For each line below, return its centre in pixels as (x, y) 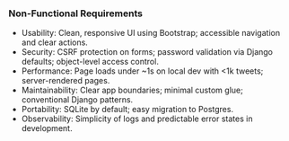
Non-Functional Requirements (75, 13)
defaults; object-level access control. (90, 62)
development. (47, 128)
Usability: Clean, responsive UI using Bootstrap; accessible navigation (150, 33)
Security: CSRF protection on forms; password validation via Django (147, 52)
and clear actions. (55, 42)
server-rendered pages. (66, 81)
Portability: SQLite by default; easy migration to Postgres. (127, 110)
